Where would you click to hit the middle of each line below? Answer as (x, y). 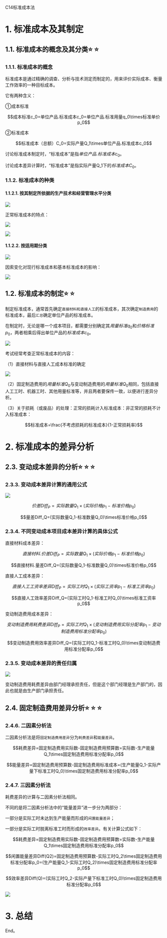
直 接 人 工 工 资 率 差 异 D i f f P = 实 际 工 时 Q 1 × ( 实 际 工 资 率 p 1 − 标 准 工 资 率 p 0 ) (84, 587)
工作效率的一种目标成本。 (31, 85)
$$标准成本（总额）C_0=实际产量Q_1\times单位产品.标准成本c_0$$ (84, 143)
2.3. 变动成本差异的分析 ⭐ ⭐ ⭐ (50, 467)
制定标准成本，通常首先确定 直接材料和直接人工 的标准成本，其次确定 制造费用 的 (82, 309)
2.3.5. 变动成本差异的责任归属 (41, 664)
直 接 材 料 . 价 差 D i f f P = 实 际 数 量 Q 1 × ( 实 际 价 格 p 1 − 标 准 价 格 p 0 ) (84, 554)
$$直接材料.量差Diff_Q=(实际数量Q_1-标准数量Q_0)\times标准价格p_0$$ (84, 565)
